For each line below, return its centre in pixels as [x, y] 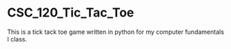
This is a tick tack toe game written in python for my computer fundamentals [115, 32]
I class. [17, 39]
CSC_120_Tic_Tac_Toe [71, 13]
